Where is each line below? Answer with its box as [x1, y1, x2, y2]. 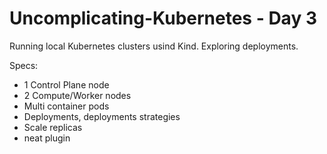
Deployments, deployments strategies [23, 110, 181, 122]
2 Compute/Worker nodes [23, 89, 132, 101]
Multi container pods [23, 100, 110, 112]
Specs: [9, 59, 39, 71]
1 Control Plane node [23, 78, 110, 91]
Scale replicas [23, 121, 83, 133]
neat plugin [23, 132, 71, 144]
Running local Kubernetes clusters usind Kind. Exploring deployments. [9, 40, 299, 52]
